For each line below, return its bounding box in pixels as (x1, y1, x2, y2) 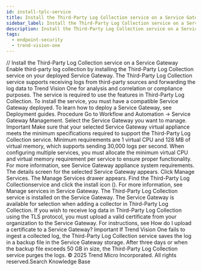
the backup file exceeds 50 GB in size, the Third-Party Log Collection (6, 245, 178, 252)
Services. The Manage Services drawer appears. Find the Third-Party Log (6, 174, 190, 182)
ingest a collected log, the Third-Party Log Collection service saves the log (6, 232, 192, 239)
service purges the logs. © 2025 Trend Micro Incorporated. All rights (6, 251, 177, 258)
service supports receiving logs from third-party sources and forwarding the (6, 78, 196, 85)
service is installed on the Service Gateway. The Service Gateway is (6, 194, 174, 201)
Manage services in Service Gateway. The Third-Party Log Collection (6, 187, 178, 194)
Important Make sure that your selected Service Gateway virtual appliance (6, 123, 190, 130)
